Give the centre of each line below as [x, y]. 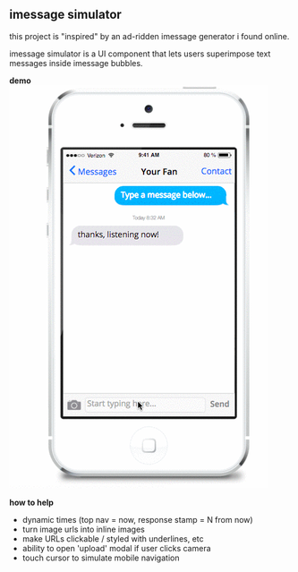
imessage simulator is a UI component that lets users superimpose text [140, 54]
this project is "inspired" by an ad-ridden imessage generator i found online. [149, 36]
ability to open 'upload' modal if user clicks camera [117, 548]
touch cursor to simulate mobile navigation [101, 558]
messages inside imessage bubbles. [76, 63]
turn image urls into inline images [83, 529]
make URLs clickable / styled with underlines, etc [113, 538]
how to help [31, 502]
